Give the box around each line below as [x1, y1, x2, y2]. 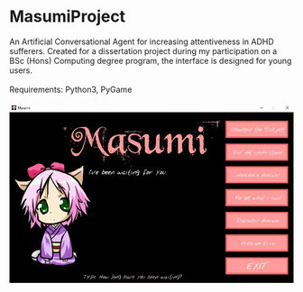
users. [9, 65, 33, 76]
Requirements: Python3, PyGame [9, 84, 133, 95]
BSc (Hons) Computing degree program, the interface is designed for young [9, 55, 292, 66]
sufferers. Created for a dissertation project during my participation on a [9, 45, 278, 56]
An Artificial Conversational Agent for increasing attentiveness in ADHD [9, 36, 274, 47]
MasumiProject [9, 6, 126, 27]
